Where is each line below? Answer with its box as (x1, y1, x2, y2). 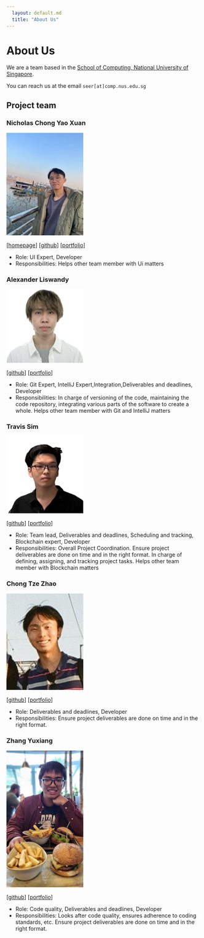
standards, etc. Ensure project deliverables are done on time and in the (15, 918, 195, 926)
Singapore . (6, 71, 34, 78)
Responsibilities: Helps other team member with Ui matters (15, 260, 164, 267)
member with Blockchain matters (15, 564, 100, 571)
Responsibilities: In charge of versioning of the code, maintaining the (15, 394, 189, 401)
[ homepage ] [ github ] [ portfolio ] (6, 241, 86, 249)
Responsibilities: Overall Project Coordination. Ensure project (15, 544, 170, 552)
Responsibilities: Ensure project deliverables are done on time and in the (15, 714, 198, 722)
